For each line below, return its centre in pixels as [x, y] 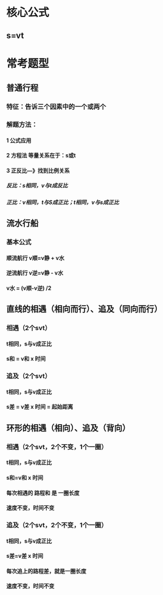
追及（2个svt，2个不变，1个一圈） [57, 525]
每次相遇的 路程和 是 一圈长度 [43, 492]
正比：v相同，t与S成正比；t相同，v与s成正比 [63, 202]
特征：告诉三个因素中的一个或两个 [56, 107]
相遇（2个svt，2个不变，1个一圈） [57, 447]
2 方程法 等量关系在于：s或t [41, 156]
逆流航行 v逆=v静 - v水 [35, 273]
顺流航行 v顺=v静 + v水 [36, 258]
